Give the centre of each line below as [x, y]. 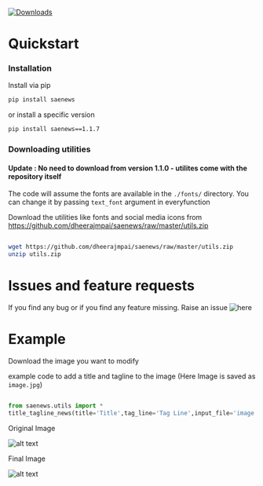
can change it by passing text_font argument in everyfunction [109, 202]
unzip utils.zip [35, 254]
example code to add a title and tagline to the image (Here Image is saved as [132, 376]
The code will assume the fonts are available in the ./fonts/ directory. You [129, 194]
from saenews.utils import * [56, 406]
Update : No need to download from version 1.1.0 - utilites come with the [128, 168]
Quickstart [44, 44]
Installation [30, 68]
